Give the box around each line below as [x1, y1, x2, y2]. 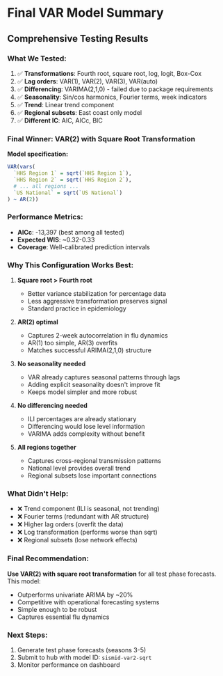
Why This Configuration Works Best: [7, 260, 134, 269]
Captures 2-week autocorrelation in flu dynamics [27, 331, 168, 340]
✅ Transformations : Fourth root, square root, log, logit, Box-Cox [17, 69, 202, 77]
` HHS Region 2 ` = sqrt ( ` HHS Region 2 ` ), [13, 176, 132, 183]
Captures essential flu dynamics [17, 613, 110, 621]
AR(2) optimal [17, 318, 59, 327]
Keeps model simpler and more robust [27, 388, 138, 396]
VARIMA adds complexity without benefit [27, 430, 145, 438]
